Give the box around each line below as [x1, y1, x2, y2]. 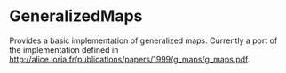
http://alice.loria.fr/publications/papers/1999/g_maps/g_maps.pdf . [9, 54, 250, 64]
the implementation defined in [9, 44, 119, 55]
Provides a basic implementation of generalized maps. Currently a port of [9, 35, 278, 46]
